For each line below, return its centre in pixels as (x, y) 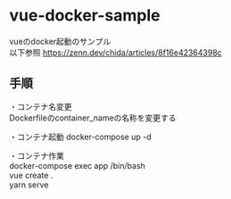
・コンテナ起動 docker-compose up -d (80, 137)
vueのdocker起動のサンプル (60, 41)
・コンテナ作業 (37, 155)
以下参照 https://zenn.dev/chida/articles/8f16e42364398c (116, 52)
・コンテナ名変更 (41, 106)
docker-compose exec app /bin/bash (77, 165)
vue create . (31, 175)
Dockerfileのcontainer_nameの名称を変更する (93, 118)
